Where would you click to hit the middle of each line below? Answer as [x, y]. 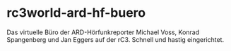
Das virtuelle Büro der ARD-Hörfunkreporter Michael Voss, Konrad [103, 32]
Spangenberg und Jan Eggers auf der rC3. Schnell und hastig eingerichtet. [115, 39]
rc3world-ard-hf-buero [76, 13]
